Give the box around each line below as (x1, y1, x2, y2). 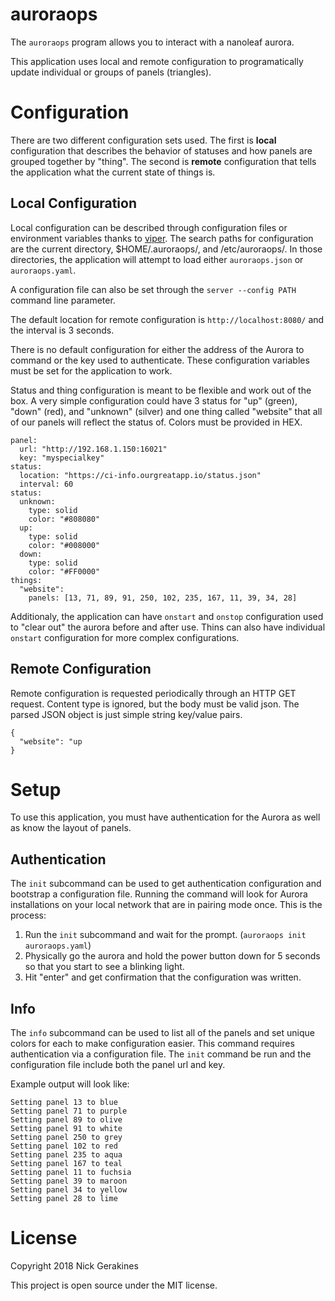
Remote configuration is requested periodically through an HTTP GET (10, 687, 297, 699)
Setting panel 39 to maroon (10, 1176, 128, 1187)
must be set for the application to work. (10, 364, 173, 377)
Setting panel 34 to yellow (10, 1185, 128, 1195)
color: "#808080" (28, 514, 101, 524)
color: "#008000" (28, 540, 101, 550)
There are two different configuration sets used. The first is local (10, 134, 277, 146)
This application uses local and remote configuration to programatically (10, 55, 304, 67)
